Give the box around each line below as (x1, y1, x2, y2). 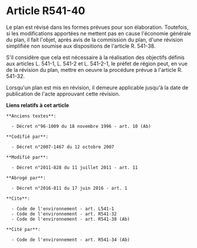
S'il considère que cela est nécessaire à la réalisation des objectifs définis (6, 54, 185, 61)
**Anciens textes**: (6, 113, 57, 119)
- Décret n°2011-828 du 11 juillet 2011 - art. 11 (11, 164, 138, 170)
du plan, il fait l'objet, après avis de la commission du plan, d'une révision (6, 36, 183, 43)
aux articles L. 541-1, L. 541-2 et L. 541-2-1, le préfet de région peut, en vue (6, 60, 188, 67)
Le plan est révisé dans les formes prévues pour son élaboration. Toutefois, (6, 24, 189, 31)
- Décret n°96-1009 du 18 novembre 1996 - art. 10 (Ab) (11, 123, 151, 129)
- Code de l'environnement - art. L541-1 (11, 206, 115, 211)
